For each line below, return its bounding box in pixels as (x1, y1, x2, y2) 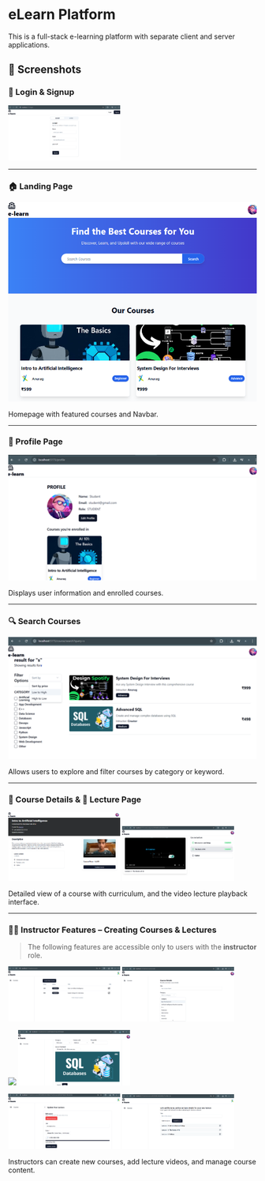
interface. (8, 897, 39, 907)
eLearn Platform (8, 6, 116, 24)
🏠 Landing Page (8, 180, 73, 191)
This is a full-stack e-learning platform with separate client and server (8, 32, 235, 41)
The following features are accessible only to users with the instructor (27, 942, 257, 952)
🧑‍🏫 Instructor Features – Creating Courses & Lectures (8, 924, 217, 935)
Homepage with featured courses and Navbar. (8, 409, 159, 419)
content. (8, 1165, 35, 1175)
